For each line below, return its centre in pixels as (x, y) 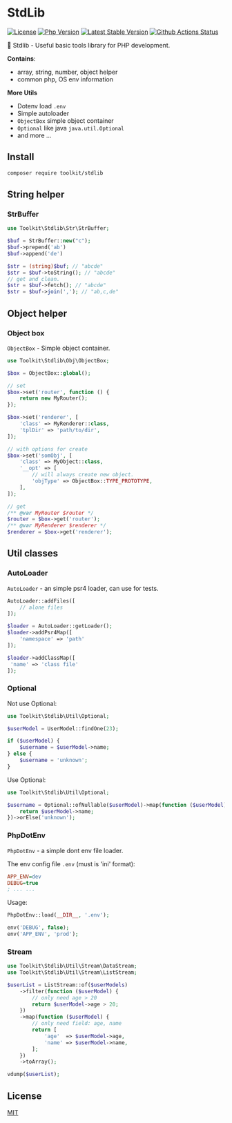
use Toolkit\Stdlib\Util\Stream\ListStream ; (72, 973)
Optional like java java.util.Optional (70, 128)
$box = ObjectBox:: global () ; (49, 373)
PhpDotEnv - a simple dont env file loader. (65, 850)
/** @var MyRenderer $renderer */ (57, 526)
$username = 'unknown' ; (54, 761)
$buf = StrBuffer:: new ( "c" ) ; (49, 241)
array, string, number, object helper (67, 72)
